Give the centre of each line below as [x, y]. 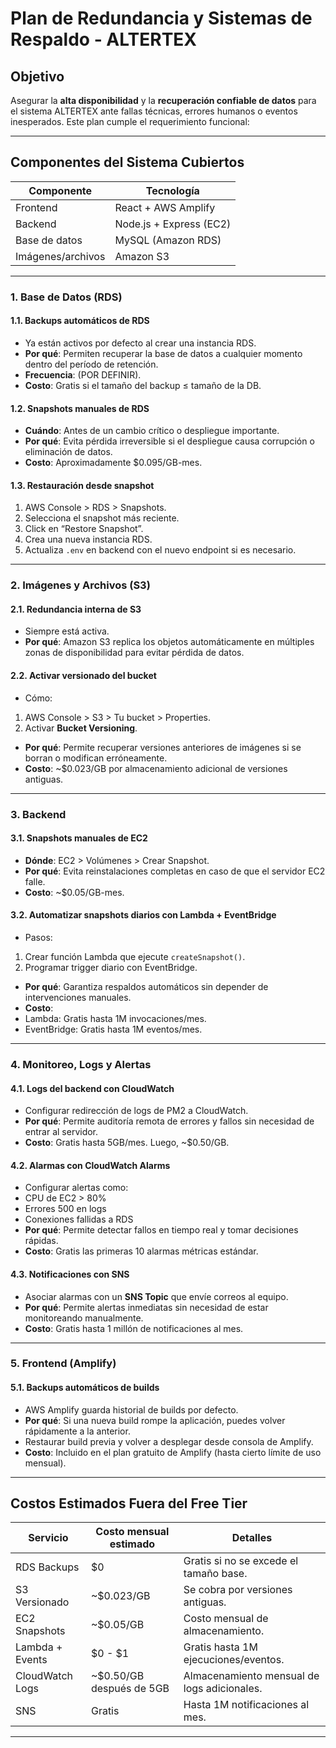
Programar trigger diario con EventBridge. [111, 967]
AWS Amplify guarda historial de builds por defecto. [131, 1409]
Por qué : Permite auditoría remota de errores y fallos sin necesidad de [169, 1121]
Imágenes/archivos [60, 256]
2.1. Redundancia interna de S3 [76, 609]
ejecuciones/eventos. [234, 1660]
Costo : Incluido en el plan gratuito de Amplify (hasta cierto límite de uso [173, 1452]
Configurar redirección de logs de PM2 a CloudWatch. [136, 1111]
